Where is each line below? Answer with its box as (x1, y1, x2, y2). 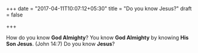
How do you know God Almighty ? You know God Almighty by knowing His (6, 34, 189, 41)
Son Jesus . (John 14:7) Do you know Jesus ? (6, 41, 115, 47)
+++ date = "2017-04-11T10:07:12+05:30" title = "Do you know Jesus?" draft (6, 5, 192, 12)
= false (6, 11, 23, 18)
